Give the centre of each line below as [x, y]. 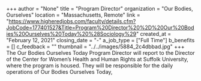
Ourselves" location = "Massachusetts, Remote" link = [73, 15]
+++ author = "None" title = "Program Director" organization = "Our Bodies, [100, 9]
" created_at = [154, 34]
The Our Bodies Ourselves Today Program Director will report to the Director [100, 53]
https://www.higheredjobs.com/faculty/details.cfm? [72, 21]
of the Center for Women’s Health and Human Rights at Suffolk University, [97, 59]
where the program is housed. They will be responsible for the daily [90, 66]
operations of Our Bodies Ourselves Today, [59, 72]
